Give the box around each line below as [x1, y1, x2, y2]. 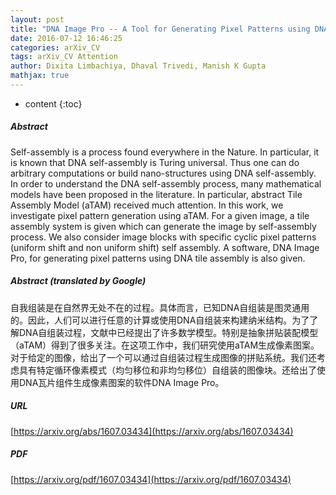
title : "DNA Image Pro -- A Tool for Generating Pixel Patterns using [10, 24, 311, 34]
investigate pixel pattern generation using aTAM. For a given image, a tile [10, 209, 310, 221]
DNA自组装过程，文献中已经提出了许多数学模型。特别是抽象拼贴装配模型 [18, 326, 319, 338]
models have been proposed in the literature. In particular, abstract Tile [10, 188, 303, 200]
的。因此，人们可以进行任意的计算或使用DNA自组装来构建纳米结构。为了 [10, 314, 310, 326]
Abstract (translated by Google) [10, 275, 147, 287]
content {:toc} [24, 97, 83, 110]
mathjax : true [10, 71, 70, 81]
